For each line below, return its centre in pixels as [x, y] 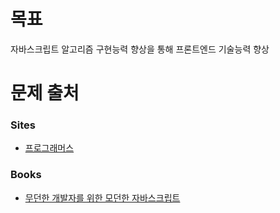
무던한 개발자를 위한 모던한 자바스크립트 [102, 197]
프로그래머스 [49, 148]
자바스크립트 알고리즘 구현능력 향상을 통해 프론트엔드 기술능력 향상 [140, 49]
